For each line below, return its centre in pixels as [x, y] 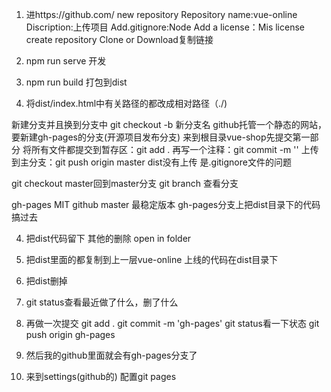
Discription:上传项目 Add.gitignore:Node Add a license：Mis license [165, 27]
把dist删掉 [46, 281]
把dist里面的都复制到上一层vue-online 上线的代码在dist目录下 [152, 259]
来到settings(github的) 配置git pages [101, 376]
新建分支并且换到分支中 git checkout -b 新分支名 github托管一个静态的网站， [169, 124]
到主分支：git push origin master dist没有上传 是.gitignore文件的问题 [151, 162]
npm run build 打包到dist [76, 82]
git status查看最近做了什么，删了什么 [102, 302]
